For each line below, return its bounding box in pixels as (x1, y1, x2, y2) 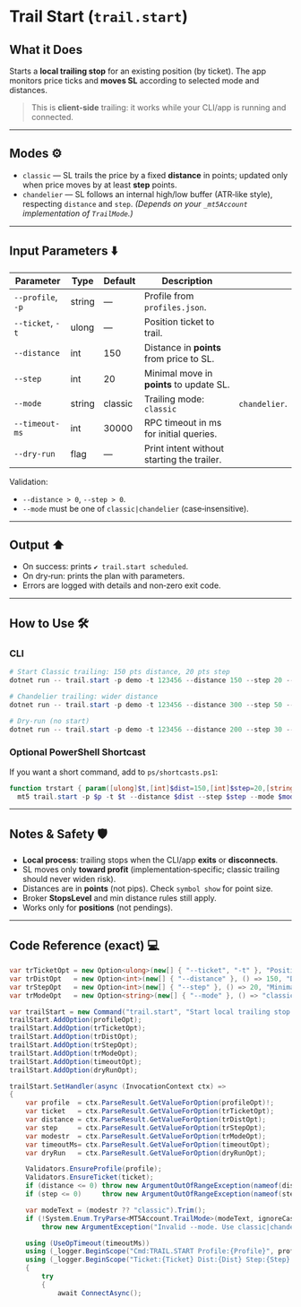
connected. (30, 112, 74, 122)
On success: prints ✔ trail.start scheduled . (21, 561, 189, 572)
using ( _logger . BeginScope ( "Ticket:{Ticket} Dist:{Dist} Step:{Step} (25, 1255, 291, 1265)
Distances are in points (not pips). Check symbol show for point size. (21, 883, 273, 894)
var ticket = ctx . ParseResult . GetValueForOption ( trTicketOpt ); (25, 1107, 275, 1116)
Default (103, 274, 136, 287)
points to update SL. (144, 378, 230, 391)
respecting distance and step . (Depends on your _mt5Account (21, 198, 248, 209)
